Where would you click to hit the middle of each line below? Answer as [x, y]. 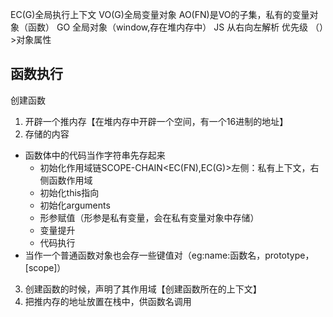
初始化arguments [75, 205]
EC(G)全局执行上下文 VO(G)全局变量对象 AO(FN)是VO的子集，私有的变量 [160, 14]
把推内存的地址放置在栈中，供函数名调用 [108, 301]
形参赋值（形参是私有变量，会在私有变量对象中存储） [149, 217]
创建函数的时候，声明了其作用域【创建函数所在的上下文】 [143, 289]
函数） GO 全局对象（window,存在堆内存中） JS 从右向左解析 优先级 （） [176, 27]
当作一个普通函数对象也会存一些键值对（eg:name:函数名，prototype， [169, 255]
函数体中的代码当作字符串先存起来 [95, 155]
